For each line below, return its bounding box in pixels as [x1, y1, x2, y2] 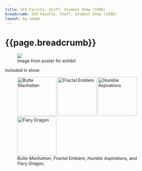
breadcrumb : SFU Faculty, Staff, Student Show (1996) [5, 12, 117, 17]
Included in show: [5, 68, 41, 73]
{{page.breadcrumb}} [5, 37, 97, 48]
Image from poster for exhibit [17, 58, 76, 64]
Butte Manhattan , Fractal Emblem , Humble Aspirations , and [17, 155, 137, 161]
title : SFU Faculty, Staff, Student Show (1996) [5, 7, 106, 12]
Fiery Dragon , [17, 161, 45, 167]
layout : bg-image [5, 16, 41, 21]
